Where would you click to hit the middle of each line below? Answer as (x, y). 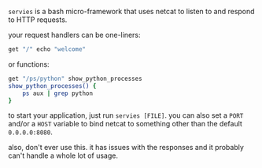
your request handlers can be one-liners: (74, 35)
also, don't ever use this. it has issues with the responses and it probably (126, 148)
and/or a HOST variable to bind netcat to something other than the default (125, 124)
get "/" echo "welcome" (47, 49)
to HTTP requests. (38, 20)
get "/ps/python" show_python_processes (76, 79)
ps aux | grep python (57, 93)
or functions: (29, 64)
